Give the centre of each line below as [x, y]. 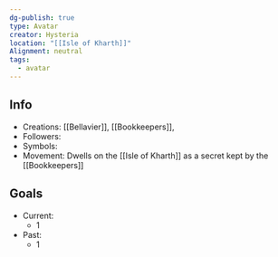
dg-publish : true [42, 18]
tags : [19, 60]
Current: [38, 215]
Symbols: [40, 146]
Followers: [42, 136]
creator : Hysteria [44, 34]
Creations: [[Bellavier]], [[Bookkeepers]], [98, 127]
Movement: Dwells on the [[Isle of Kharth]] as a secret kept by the [145, 156]
